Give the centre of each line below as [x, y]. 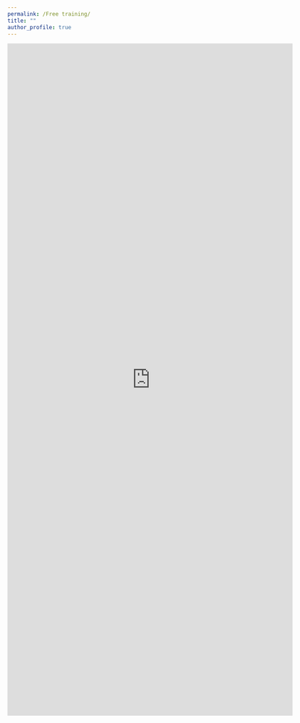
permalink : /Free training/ [49, 14]
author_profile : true [40, 27]
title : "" [22, 21]
